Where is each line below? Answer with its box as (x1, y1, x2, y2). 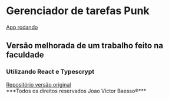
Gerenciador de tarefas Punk (6, 4, 150, 18)
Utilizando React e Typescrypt (6, 68, 95, 76)
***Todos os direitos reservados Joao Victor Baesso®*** (6, 87, 147, 94)
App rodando (6, 24, 38, 31)
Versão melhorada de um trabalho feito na (6, 41, 164, 51)
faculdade (6, 50, 44, 60)
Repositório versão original (6, 81, 71, 88)
